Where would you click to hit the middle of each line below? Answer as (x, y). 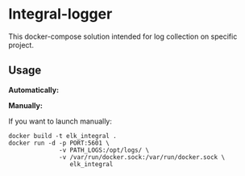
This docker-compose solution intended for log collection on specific (123, 36)
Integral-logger (60, 14)
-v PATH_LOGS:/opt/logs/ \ (104, 150)
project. (21, 44)
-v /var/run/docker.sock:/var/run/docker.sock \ (142, 157)
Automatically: (33, 90)
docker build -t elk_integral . (62, 136)
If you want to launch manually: (60, 121)
